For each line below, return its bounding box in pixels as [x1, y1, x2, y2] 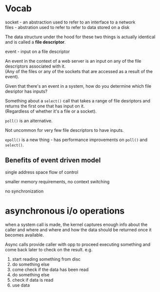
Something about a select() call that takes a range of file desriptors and [5, 97, 150, 103]
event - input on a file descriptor [5, 49, 70, 54]
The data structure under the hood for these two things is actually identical [5, 34, 156, 40]
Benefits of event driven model [5, 156, 101, 165]
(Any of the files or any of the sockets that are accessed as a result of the [5, 68, 153, 74]
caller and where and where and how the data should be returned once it [5, 226, 152, 233]
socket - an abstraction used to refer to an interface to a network [5, 19, 136, 25]
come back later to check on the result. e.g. [5, 246, 93, 252]
